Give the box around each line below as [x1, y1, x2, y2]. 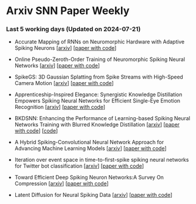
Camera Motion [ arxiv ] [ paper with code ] [14, 80, 114, 87]
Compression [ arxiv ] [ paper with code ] [14, 180, 109, 187]
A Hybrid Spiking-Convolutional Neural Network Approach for [14, 139, 164, 146]
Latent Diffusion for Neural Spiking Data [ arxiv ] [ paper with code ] [14, 192, 173, 199]
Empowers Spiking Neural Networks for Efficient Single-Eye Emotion [14, 97, 181, 104]
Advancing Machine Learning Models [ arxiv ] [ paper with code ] [14, 145, 167, 152]
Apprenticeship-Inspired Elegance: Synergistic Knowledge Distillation [14, 91, 183, 98]
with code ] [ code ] [14, 127, 58, 134]
